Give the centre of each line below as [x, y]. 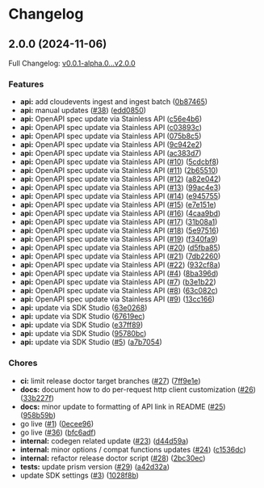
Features [26, 84]
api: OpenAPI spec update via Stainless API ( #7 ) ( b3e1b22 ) [118, 282]
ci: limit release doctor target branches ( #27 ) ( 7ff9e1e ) [110, 381]
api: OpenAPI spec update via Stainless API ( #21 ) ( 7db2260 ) [120, 256]
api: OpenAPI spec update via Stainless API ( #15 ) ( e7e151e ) [118, 205]
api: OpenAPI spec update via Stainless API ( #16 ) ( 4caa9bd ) [120, 213]
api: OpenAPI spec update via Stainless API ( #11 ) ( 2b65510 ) [119, 170]
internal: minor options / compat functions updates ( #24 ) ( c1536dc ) [133, 449]
